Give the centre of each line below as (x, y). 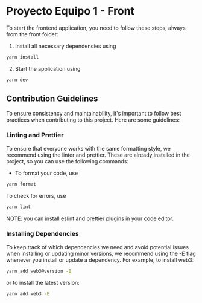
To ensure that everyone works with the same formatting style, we (88, 148)
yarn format (21, 184)
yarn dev (17, 80)
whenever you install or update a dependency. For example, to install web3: (100, 260)
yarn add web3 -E (28, 294)
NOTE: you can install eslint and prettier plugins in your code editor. (90, 218)
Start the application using (48, 68)
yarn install (23, 57)
